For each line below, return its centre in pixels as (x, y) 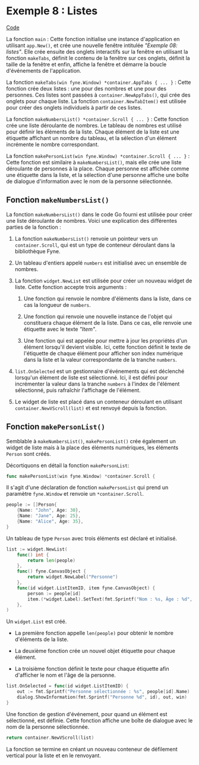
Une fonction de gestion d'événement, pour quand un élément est (87, 714)
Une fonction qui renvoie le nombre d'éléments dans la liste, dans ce (108, 298)
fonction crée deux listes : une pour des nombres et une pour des (86, 88)
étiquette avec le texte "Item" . (60, 329)
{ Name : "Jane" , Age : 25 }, (49, 516)
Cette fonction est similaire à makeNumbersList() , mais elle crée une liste (94, 162)
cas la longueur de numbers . (57, 304)
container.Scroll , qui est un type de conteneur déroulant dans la (95, 245)
